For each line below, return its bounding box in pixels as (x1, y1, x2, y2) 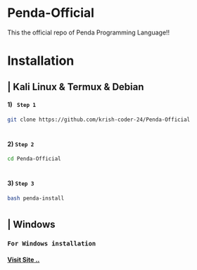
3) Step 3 (7, 179, 34, 188)
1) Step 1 (7, 101, 37, 109)
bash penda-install (7, 195, 65, 202)
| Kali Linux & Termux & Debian (7, 81, 144, 93)
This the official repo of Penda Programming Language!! (7, 28, 170, 37)
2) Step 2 (7, 139, 34, 148)
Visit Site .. (7, 255, 40, 264)
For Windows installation (7, 240, 96, 247)
